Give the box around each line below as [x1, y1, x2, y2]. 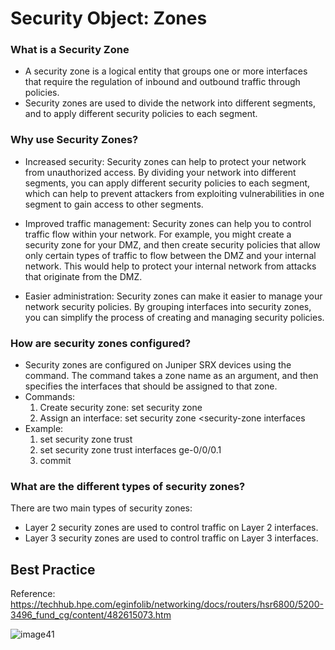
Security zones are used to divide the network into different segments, [24, 97, 316, 109]
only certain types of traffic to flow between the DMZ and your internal [24, 249, 317, 261]
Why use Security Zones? [10, 133, 139, 147]
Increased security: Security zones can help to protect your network [24, 155, 307, 167]
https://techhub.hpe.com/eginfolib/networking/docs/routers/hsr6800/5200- [10, 598, 324, 611]
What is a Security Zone [10, 43, 130, 57]
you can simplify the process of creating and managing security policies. [24, 311, 325, 323]
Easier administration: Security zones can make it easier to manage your [24, 290, 323, 302]
